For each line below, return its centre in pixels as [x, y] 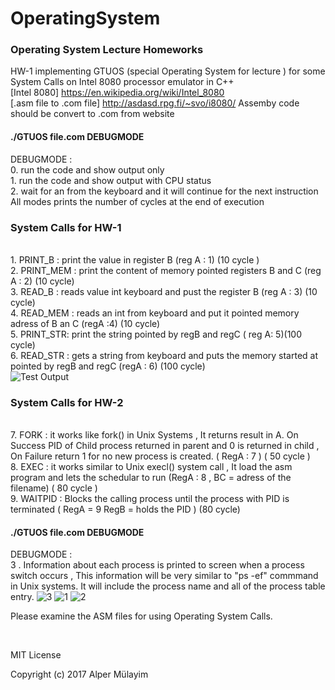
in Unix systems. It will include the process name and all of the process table [168, 586]
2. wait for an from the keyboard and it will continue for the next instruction [164, 191]
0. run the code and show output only [87, 169]
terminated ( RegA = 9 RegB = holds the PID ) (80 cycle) [125, 509]
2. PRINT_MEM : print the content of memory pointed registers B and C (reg [166, 270]
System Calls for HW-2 [67, 402]
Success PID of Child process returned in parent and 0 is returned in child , [165, 446]
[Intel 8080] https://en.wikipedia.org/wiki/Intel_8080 [117, 93]
